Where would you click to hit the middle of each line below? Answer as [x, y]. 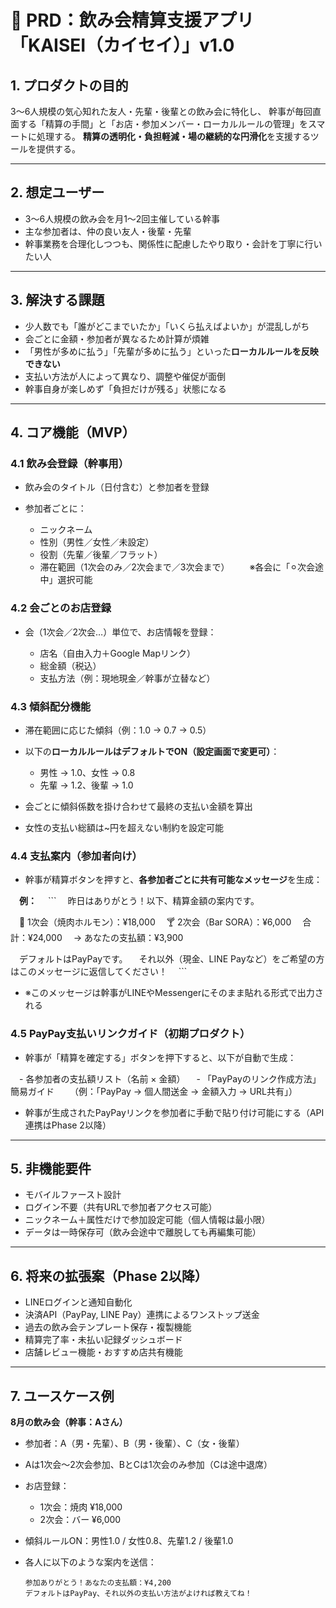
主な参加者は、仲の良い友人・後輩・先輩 [108, 231]
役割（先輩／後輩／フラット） [101, 555]
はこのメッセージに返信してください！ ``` [99, 972]
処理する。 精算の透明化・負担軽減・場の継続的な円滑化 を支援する [173, 136]
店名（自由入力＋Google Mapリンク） [117, 653]
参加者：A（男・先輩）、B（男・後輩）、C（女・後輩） [134, 1443]
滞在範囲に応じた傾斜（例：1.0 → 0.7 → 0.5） [118, 730]
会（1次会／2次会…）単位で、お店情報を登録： [120, 632]
